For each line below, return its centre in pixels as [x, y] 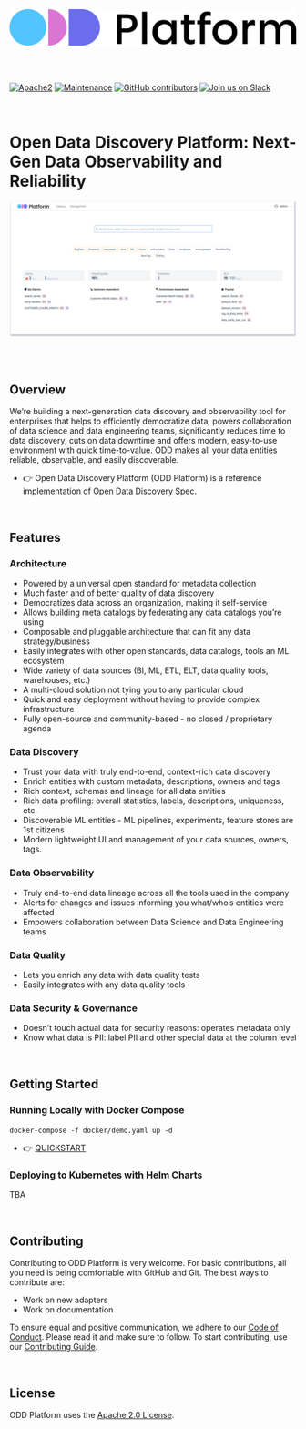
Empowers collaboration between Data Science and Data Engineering [153, 922]
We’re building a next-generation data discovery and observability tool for [148, 412]
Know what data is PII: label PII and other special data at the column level [160, 1037]
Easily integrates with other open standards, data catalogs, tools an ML [156, 651]
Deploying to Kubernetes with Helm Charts [106, 1175]
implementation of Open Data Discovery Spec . [110, 491]
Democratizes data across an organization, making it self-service [145, 603]
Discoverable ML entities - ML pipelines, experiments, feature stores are [158, 821]
